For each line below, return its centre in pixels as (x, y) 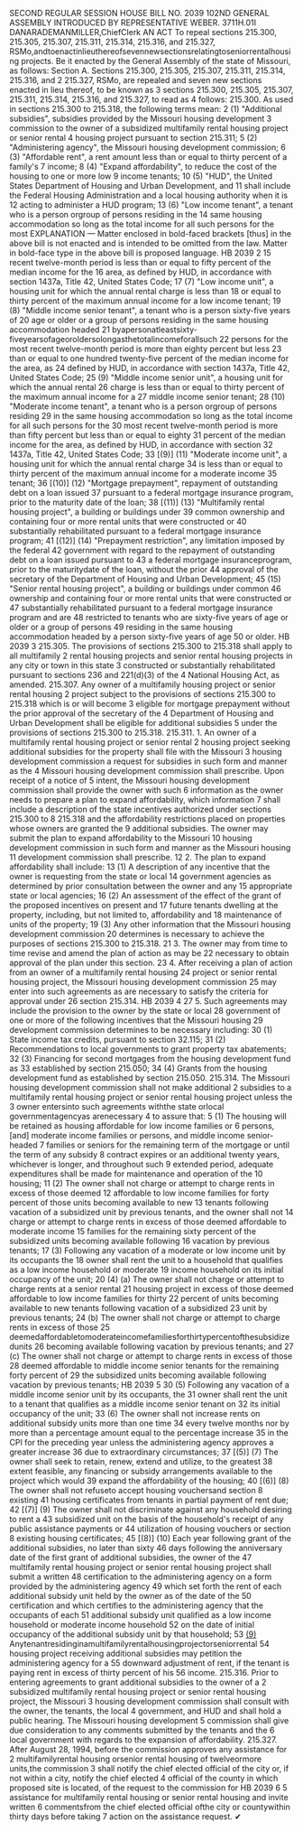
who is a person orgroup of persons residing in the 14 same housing (136, 214)
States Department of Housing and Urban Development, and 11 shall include (150, 186)
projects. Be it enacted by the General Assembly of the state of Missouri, (156, 61)
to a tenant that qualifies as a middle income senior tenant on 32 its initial (145, 1404)
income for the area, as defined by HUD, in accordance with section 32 (141, 445)
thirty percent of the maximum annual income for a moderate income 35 (143, 474)
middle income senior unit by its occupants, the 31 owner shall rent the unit (148, 1394)
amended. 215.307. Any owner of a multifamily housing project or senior (143, 684)
